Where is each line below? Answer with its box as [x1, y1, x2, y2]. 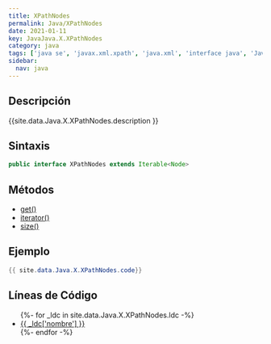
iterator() [19, 213, 50, 223]
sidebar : [8, 57, 38, 65]
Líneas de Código [8, 288, 98, 303]
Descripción [8, 94, 71, 108]
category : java [8, 42, 60, 50]
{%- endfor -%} [19, 327, 73, 337]
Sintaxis [8, 139, 51, 153]
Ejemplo [8, 245, 50, 258]
